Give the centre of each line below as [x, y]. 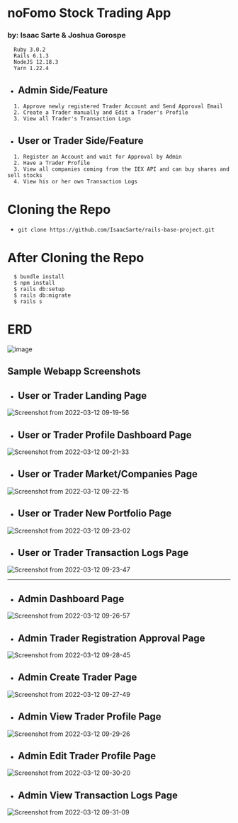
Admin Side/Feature [63, 90]
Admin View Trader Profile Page [89, 717]
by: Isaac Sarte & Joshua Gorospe [67, 35]
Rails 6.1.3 [32, 56]
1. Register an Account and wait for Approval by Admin [98, 157]
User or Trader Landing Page [82, 396]
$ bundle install [39, 277]
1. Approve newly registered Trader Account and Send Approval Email [118, 107]
